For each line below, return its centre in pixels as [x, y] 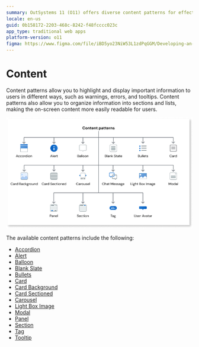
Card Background [36, 287]
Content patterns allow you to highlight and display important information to [98, 90]
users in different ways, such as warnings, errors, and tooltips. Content [93, 96]
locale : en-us [24, 19]
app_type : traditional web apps [46, 31]
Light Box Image [34, 306]
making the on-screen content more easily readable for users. [82, 109]
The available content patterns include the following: [70, 238]
